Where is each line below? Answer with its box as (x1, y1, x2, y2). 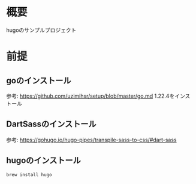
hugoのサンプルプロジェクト (6, 26, 77, 34)
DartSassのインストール (6, 119, 97, 129)
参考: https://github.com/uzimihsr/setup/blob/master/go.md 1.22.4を (6, 92, 175, 99)
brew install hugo (6, 171, 52, 177)
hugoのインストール (6, 155, 81, 165)
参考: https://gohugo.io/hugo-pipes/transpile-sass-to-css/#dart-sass (6, 136, 177, 143)
